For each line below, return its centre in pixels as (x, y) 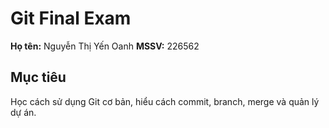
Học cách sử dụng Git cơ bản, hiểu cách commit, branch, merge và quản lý (165, 101)
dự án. (23, 112)
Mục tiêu (38, 77)
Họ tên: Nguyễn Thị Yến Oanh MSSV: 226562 (105, 46)
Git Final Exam (71, 18)
